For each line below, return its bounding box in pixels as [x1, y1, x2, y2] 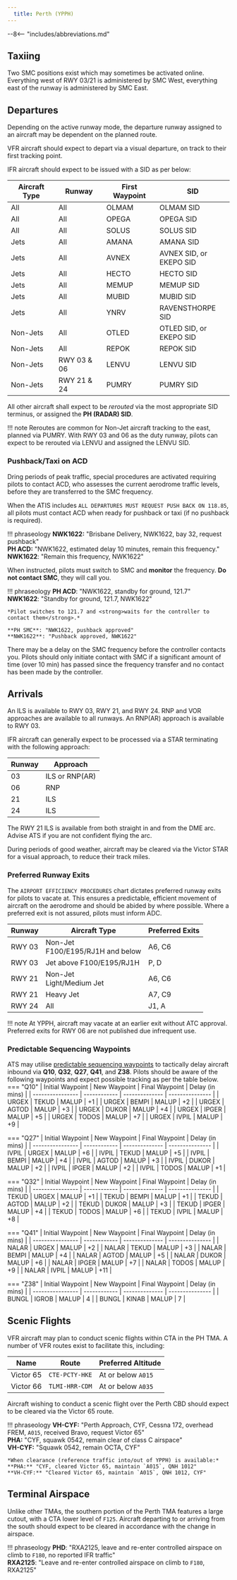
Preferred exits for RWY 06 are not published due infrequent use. [7, 1026, 197, 1035]
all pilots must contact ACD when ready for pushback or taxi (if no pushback [7, 509, 229, 517]
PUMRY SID [159, 380, 199, 390]
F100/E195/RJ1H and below [45, 946, 142, 956]
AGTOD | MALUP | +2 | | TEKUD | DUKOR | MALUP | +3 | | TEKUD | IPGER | [7, 1200, 226, 1208]
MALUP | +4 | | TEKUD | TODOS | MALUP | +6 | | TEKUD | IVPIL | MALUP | [7, 1207, 224, 1215]
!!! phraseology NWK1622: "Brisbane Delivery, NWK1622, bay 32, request [7, 530, 222, 538]
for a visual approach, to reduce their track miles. [7, 853, 150, 861]
